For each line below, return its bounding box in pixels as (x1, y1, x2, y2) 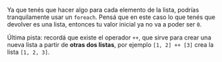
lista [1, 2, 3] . (7, 48, 50, 56)
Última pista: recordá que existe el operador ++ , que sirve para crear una (7, 33, 212, 42)
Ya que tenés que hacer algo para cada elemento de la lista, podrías (7, 6, 199, 14)
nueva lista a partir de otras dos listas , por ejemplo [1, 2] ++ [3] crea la (7, 41, 214, 48)
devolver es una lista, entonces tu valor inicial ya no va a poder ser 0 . (7, 20, 202, 28)
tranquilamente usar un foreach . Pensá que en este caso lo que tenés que (7, 13, 216, 21)
